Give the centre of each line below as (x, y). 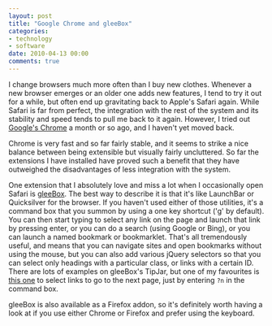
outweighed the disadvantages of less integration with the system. (120, 169)
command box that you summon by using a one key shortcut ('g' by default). (136, 211)
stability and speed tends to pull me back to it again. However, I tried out (129, 119)
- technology (30, 39)
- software (27, 46)
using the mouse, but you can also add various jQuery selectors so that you (135, 254)
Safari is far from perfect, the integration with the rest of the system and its (134, 110)
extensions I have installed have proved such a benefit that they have (124, 160)
